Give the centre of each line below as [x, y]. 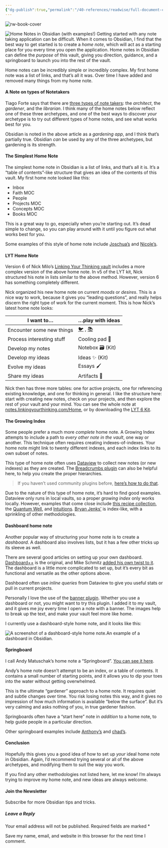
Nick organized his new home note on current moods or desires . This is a [80, 292]
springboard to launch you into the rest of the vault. [58, 60]
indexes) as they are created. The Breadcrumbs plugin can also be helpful [81, 468]
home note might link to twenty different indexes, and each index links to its [83, 448]
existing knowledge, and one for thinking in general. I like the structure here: [83, 394]
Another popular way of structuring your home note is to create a [72, 537]
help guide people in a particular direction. [49, 722]
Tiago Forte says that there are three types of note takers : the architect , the [83, 103]
